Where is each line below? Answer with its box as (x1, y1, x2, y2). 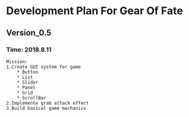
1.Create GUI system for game (6, 64, 81, 70)
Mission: (6, 58, 28, 64)
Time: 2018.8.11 (6, 45, 52, 54)
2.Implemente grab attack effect (6, 100, 89, 106)
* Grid (17, 90, 33, 96)
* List (17, 74, 33, 80)
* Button (17, 69, 39, 75)
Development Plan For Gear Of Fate (6, 4, 183, 18)
